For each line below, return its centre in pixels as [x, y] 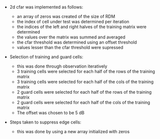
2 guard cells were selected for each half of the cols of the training [83, 102]
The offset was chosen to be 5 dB [51, 113]
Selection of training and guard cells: [46, 57]
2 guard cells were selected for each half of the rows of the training [84, 92]
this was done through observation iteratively [62, 66]
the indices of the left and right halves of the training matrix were [82, 27]
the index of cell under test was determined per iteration [73, 22]
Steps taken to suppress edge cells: [45, 122]
